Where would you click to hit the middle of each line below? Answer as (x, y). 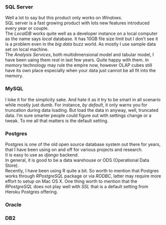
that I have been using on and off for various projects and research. (74, 150)
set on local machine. (27, 49)
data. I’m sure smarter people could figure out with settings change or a (78, 115)
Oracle (13, 205)
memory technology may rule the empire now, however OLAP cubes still (79, 65)
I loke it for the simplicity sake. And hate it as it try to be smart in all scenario (83, 99)
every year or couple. (27, 28)
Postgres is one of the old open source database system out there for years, (83, 144)
